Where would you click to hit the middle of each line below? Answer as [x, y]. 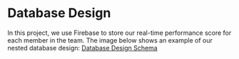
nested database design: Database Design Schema [83, 48]
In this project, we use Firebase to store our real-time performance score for [119, 33]
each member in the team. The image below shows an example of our [110, 40]
